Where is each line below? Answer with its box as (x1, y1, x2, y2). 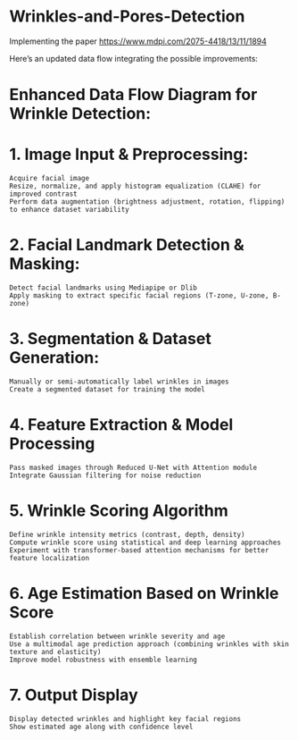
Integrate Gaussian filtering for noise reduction (9, 471, 202, 480)
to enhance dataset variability (9, 206, 129, 214)
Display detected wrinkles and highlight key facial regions (9, 714, 242, 723)
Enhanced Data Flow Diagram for (9, 85, 258, 105)
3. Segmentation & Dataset (9, 329, 211, 349)
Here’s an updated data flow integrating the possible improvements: (9, 53, 259, 63)
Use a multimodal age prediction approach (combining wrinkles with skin (9, 639, 290, 649)
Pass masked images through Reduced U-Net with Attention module (9, 463, 257, 472)
